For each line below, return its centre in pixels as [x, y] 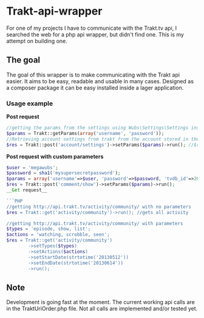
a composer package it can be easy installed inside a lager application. [95, 88]
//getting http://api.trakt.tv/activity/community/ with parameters [95, 223]
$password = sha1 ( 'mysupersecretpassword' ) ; [63, 173]
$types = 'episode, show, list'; [49, 229]
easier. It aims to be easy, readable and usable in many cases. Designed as [100, 81]
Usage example [30, 103]
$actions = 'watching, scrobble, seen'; [58, 235]
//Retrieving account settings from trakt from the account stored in [97, 139]
